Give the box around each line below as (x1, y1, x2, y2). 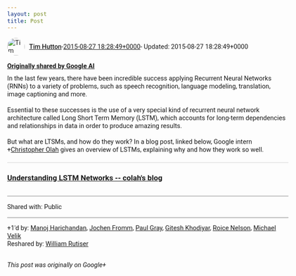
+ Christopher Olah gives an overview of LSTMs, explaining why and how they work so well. (7, 145, 264, 154)
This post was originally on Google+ (7, 261, 106, 269)
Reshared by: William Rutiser (7, 239, 89, 249)
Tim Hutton (29, 42, 62, 51)
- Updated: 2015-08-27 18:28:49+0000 (140, 42, 249, 51)
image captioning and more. (7, 89, 87, 99)
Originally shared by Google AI (7, 61, 95, 70)
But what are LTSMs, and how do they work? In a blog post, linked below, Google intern (7, 137, 252, 146)
